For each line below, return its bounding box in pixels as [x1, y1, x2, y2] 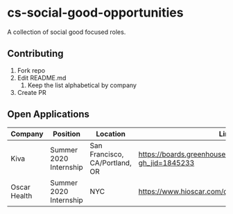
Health [10, 190, 33, 200]
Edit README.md [17, 73, 67, 82]
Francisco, [89, 149, 124, 159]
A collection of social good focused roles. [7, 28, 126, 36]
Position [53, 129, 81, 139]
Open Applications [7, 109, 90, 121]
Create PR [17, 88, 46, 96]
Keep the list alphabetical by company [27, 81, 137, 89]
